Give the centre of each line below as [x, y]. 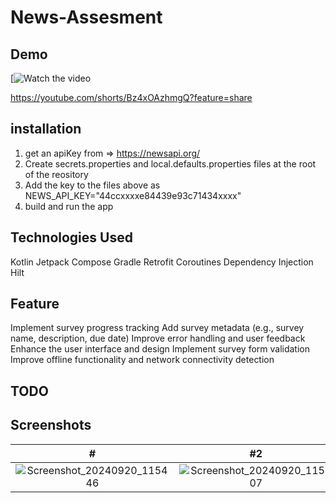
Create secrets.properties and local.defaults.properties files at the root [170, 163]
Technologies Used [71, 237]
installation [46, 129]
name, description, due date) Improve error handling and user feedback [158, 338]
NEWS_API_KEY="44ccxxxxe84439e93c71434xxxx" [133, 195]
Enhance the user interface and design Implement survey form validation [160, 349]
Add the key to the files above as [92, 185]
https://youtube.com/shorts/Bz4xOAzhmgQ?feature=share [131, 97]
